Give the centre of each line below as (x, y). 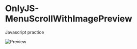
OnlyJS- (22, 8)
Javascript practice (25, 32)
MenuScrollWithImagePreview (69, 19)
